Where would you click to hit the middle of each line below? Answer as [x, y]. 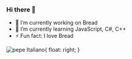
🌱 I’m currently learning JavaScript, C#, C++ [71, 29]
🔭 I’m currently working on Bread [56, 23]
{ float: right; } [62, 50]
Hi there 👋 [21, 10]
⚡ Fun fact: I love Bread [44, 36]
